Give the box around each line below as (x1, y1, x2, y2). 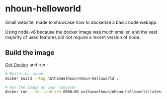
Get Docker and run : (5, 61, 48, 67)
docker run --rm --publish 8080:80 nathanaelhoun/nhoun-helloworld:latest (5, 90, 164, 95)
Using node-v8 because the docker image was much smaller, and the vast (5, 29, 158, 35)
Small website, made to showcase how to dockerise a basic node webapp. (5, 19, 158, 25)
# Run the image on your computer (5, 85, 77, 90)
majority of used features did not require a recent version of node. (5, 34, 141, 40)
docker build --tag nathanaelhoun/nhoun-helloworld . (5, 76, 119, 81)
